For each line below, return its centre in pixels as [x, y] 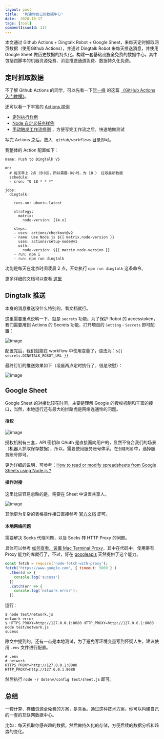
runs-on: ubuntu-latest [38, 203]
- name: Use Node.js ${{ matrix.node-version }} [64, 237]
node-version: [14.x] [45, 220]
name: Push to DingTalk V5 [32, 159]
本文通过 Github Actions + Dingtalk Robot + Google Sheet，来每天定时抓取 [80, 43]
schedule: [19, 177]
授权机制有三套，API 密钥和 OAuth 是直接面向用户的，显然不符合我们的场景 [81, 442]
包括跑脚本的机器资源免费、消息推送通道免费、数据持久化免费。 [69, 61]
